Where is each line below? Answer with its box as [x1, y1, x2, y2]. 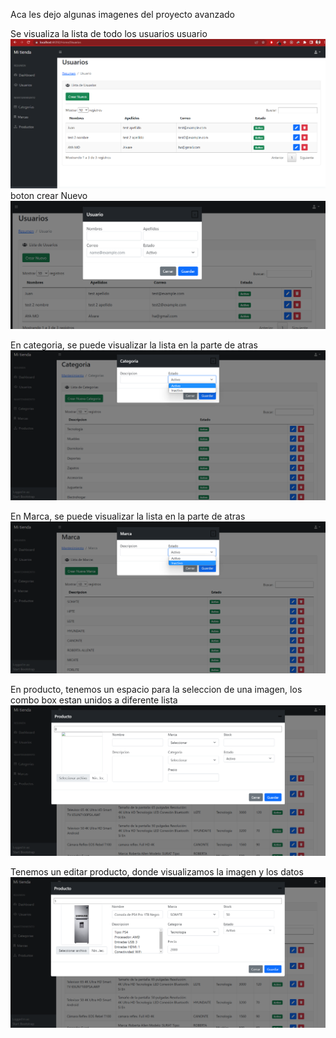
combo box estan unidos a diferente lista [10, 694, 178, 706]
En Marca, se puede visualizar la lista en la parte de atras [10, 510, 246, 523]
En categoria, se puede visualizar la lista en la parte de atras [10, 339, 258, 351]
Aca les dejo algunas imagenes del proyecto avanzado [10, 9, 236, 20]
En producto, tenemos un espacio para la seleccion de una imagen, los [10, 684, 303, 695]
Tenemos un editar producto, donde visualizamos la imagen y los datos [10, 865, 304, 878]
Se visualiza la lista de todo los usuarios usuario [10, 28, 208, 39]
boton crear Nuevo [10, 189, 88, 201]
